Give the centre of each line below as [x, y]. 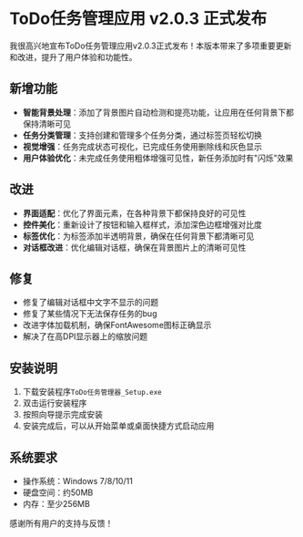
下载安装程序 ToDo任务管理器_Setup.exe [92, 392]
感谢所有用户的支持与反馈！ [61, 523]
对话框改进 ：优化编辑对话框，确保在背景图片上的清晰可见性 [134, 247]
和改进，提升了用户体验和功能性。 [73, 57]
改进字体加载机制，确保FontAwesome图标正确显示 [117, 325]
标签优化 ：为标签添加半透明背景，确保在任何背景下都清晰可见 [138, 236]
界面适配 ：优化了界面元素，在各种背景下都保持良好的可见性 [134, 213]
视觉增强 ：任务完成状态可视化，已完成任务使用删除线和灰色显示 [142, 146]
